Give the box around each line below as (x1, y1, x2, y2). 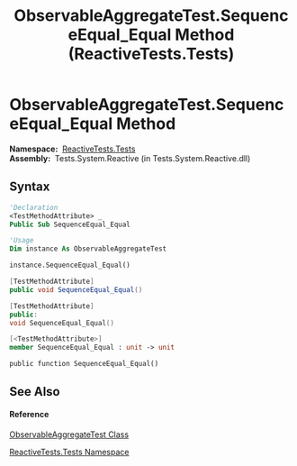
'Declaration (9, 203, 58, 212)
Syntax (9, 179, 50, 195)
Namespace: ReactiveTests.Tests (9, 143, 136, 154)
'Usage (9, 236, 34, 245)
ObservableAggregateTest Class (9, 429, 129, 440)
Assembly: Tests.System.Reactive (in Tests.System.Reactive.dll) (9, 152, 251, 163)
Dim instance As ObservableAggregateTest (9, 244, 167, 253)
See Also (9, 384, 60, 399)
